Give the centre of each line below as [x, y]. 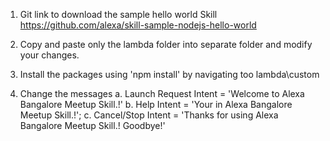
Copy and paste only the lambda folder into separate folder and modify [166, 44]
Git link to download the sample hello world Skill [118, 14]
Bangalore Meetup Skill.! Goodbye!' [92, 125]
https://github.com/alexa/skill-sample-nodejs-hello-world [138, 25]
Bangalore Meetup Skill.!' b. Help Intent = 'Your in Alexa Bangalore [156, 104]
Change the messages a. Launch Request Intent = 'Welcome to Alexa [162, 93]
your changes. [49, 55]
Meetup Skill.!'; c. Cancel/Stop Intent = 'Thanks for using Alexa [149, 115]
